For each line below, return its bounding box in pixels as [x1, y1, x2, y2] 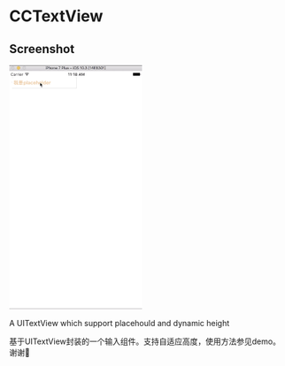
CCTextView [9, 6, 104, 27]
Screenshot [9, 42, 75, 57]
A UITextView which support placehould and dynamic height [9, 318, 230, 328]
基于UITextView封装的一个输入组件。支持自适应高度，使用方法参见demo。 [9, 336, 281, 347]
